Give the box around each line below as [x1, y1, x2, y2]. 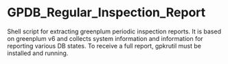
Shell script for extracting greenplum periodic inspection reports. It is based [7, 27, 222, 35]
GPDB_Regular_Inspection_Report [7, 5, 206, 20]
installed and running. [7, 49, 69, 57]
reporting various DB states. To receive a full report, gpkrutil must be [7, 42, 201, 50]
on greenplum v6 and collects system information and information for [7, 34, 204, 42]
